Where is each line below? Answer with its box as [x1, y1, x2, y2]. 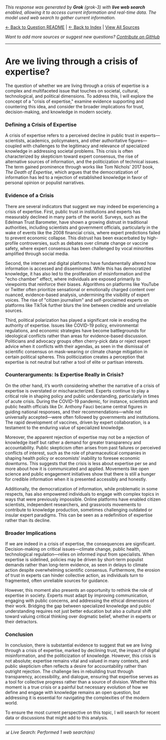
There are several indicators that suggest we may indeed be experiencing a [5, 203, 159, 209]
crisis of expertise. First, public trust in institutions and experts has [5, 209, 141, 215]
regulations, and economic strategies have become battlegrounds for [5, 327, 146, 333]
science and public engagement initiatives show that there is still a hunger [5, 471, 156, 477]
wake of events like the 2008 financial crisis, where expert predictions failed [5, 229, 161, 235]
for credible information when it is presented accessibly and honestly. [5, 476, 147, 482]
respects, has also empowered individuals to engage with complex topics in [5, 491, 159, 497]
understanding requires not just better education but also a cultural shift [5, 608, 152, 614]
